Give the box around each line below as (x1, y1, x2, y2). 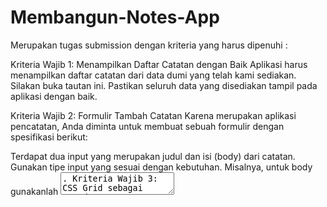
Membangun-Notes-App (10, 6, 220, 29)
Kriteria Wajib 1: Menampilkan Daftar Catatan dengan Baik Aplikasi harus (10, 58, 308, 70)
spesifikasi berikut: (10, 131, 88, 143)
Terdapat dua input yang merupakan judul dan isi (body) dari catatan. (10, 150, 296, 162)
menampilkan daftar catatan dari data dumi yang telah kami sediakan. (10, 69, 297, 81)
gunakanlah (10, 185, 59, 197)
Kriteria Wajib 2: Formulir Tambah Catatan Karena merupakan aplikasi (10, 109, 297, 121)
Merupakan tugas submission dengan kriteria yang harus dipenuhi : (10, 39, 288, 51)
